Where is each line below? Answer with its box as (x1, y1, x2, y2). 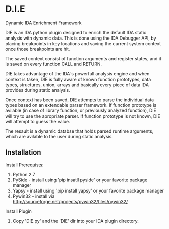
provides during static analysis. (5, 87, 70, 93)
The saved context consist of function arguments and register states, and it (5, 55, 162, 61)
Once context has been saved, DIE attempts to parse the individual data (5, 97, 154, 103)
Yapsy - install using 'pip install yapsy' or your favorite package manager (12, 187, 164, 194)
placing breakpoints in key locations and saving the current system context (5, 40, 161, 46)
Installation (5, 148, 41, 157)
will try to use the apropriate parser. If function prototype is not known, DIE (5, 112, 160, 119)
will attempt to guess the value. (5, 118, 70, 124)
